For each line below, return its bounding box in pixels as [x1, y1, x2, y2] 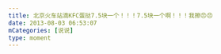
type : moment [8, 33, 51, 42]
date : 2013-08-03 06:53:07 [8, 19, 97, 27]
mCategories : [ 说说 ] [8, 26, 74, 34]
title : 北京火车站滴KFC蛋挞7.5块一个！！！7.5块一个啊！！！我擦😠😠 [8, 11, 213, 20]
